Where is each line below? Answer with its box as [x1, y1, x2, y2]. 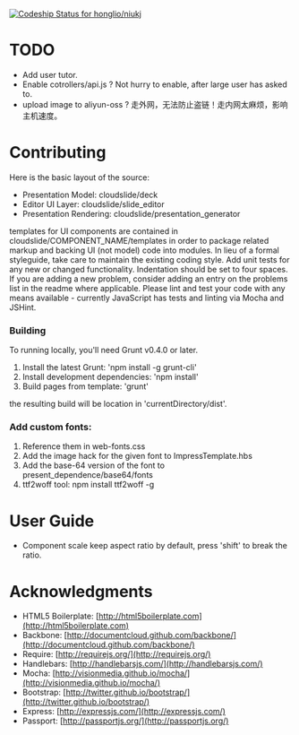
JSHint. [9, 301, 37, 313]
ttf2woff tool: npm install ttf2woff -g [21, 480, 155, 490]
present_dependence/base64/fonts [21, 470, 154, 480]
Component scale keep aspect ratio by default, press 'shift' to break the [21, 540, 288, 551]
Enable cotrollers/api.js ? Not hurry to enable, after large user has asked [21, 79, 288, 90]
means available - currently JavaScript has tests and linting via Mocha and [9, 292, 285, 303]
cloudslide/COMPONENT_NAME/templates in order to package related [9, 235, 269, 246]
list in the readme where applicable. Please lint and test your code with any [9, 282, 286, 293]
